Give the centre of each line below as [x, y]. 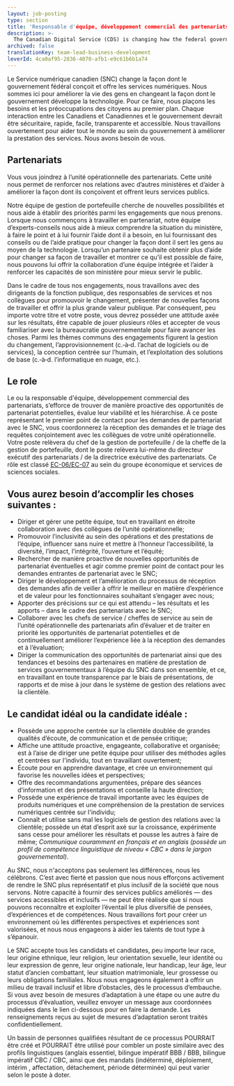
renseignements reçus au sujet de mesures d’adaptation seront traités [108, 1017]
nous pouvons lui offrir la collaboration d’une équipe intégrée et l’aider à [110, 264]
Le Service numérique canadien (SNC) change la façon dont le [97, 79]
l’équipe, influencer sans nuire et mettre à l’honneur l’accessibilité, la [115, 544]
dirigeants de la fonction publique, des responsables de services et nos [110, 293]
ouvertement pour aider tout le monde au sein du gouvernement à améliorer [116, 130]
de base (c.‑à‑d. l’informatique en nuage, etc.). [74, 359]
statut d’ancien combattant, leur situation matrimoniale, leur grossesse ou [112, 972]
